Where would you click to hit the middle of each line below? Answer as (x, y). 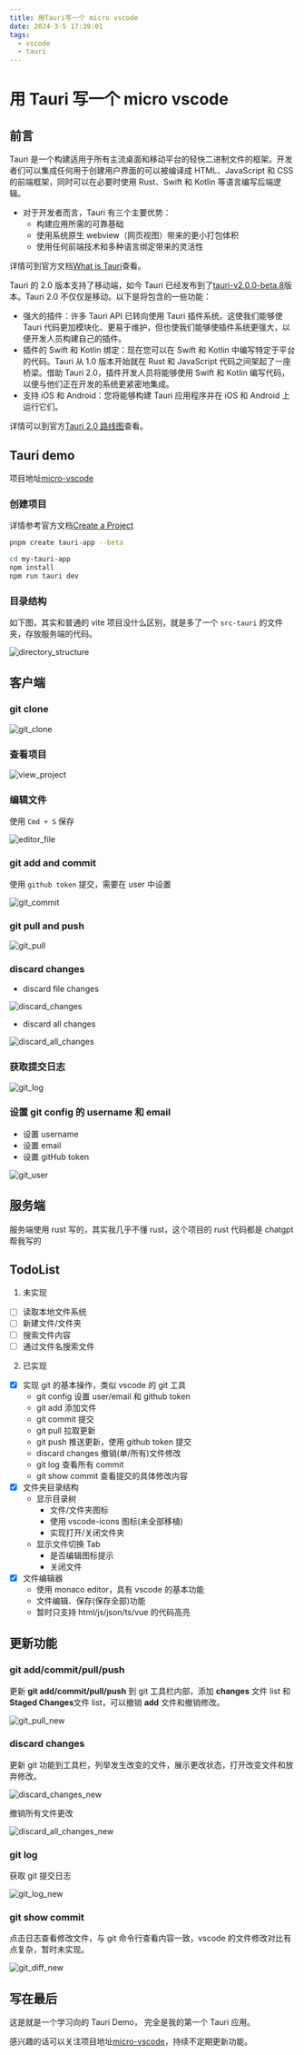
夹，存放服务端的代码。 (53, 634)
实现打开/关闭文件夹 (87, 1533)
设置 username (50, 1134)
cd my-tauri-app (40, 560)
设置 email (42, 1145)
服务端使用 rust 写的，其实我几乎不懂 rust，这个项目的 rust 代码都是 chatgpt (152, 1229)
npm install (32, 567)
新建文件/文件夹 (52, 1324)
